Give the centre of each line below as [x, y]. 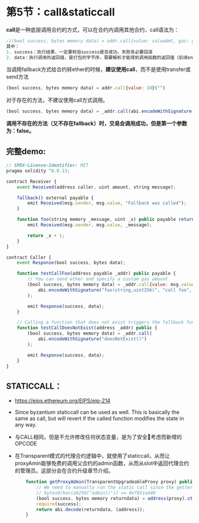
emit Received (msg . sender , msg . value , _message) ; [90, 225]
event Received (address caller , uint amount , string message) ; [97, 187]
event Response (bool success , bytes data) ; [71, 263]
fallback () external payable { [55, 198]
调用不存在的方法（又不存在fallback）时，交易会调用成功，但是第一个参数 [97, 123]
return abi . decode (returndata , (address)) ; [91, 509]
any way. [25, 425]
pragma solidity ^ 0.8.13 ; [38, 171]
